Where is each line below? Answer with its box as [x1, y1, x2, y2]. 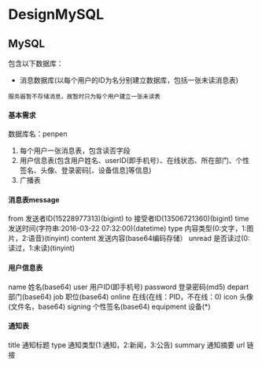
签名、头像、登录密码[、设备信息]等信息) [19, 165, 152, 175]
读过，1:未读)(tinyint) [8, 243, 76, 253]
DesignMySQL [8, 6, 105, 24]
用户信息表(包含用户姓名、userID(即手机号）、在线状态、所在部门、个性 [19, 156, 250, 165]
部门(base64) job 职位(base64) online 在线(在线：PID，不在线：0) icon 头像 [8, 291, 253, 301]
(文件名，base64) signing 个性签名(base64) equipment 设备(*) [8, 302, 211, 311]
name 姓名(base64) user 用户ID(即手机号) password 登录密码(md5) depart [8, 282, 249, 291]
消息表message [8, 195, 61, 204]
